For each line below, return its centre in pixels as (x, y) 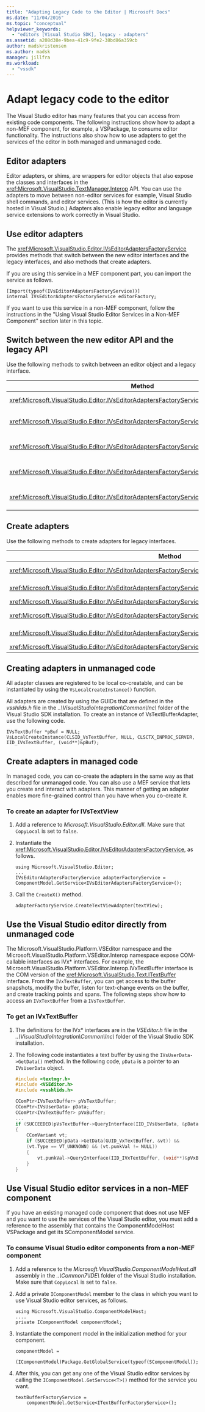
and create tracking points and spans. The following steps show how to (96, 994)
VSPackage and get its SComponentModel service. (71, 1232)
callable (16, 962)
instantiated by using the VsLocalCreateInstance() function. (81, 690)
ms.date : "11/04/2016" (35, 18)
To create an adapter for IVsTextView (63, 811)
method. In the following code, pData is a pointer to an (112, 1061)
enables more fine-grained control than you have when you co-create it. (97, 796)
